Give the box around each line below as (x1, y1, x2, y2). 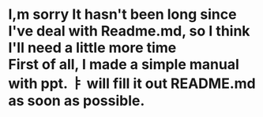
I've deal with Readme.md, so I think (8, 22, 250, 40)
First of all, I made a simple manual (8, 56, 239, 74)
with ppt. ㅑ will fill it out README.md (8, 75, 256, 93)
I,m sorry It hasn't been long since (8, 5, 237, 24)
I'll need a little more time (8, 39, 177, 57)
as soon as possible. (8, 92, 145, 110)
